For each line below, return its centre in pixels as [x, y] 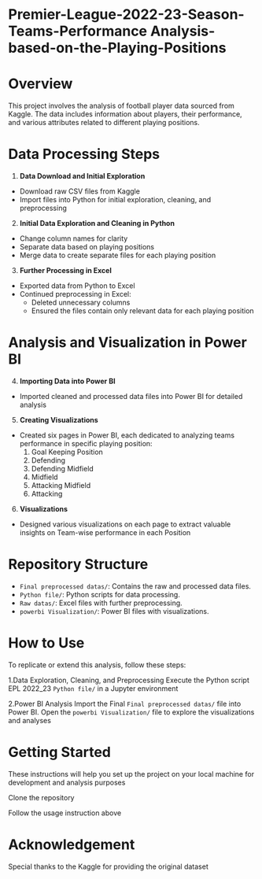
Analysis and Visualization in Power [128, 343]
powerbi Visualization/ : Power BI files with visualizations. [114, 611]
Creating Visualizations [59, 420]
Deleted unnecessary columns [81, 303]
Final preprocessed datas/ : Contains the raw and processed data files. [135, 586]
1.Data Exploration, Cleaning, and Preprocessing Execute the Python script [129, 680]
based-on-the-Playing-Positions [117, 48]
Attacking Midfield [61, 485]
